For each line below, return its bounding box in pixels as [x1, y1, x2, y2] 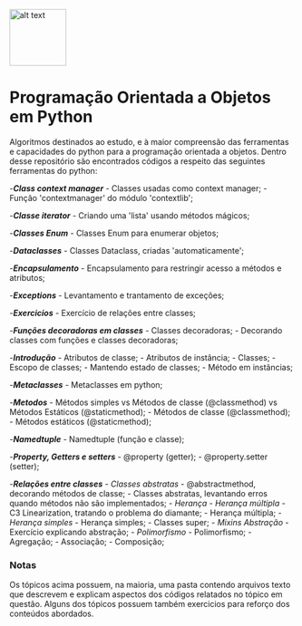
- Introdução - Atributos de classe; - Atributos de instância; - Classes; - [9, 352, 277, 362]
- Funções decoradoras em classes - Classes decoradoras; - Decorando [9, 324, 283, 335]
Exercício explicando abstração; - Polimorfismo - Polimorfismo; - [9, 526, 252, 537]
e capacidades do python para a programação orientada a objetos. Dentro [9, 146, 287, 157]
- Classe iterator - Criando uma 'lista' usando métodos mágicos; [9, 209, 250, 221]
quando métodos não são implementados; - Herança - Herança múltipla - [9, 497, 286, 508]
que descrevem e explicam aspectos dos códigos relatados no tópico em [9, 589, 283, 600]
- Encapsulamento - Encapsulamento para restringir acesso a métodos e [9, 263, 282, 274]
